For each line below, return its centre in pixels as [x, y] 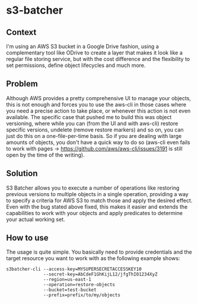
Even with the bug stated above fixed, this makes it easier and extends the [97, 207]
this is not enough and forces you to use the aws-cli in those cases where [96, 104]
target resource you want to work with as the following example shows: [93, 258]
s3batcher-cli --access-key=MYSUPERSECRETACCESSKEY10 [74, 269]
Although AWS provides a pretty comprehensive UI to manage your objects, [99, 98]
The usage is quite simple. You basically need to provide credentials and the [99, 252]
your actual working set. [36, 219]
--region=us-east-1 [68, 280]
